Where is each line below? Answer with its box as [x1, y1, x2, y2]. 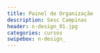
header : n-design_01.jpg [7, 23, 78, 30]
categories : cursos [7, 29, 63, 36]
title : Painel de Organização [7, 10, 94, 17]
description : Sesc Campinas [7, 17, 88, 23]
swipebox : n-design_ [7, 36, 66, 43]
